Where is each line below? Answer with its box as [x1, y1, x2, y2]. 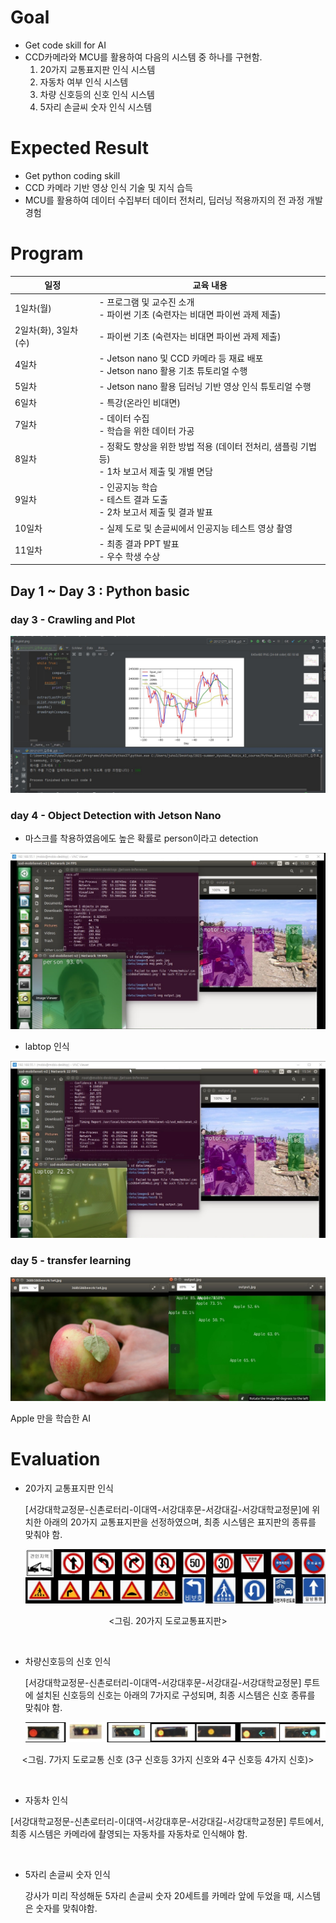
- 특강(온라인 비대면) [98, 396, 181, 408]
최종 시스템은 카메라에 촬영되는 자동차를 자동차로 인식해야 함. [10, 1827, 248, 1840]
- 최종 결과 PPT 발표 [98, 537, 180, 550]
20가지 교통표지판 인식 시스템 [39, 63, 156, 75]
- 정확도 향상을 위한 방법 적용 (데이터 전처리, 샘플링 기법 [98, 441, 317, 453]
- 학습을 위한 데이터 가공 [98, 424, 195, 436]
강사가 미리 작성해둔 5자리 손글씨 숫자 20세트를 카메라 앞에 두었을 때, [24, 1889, 295, 1901]
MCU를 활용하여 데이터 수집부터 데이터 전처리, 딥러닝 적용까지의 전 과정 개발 [24, 194, 323, 206]
